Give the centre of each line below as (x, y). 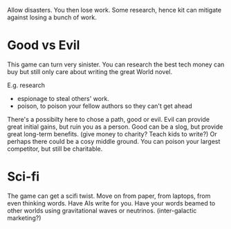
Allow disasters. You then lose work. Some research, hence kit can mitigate (114, 10)
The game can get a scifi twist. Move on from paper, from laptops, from (109, 196)
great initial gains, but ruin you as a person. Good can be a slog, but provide (115, 127)
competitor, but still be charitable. (55, 149)
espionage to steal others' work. (63, 98)
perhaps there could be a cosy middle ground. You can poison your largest (114, 141)
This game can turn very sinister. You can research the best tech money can (116, 64)
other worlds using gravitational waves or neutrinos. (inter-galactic (102, 210)
